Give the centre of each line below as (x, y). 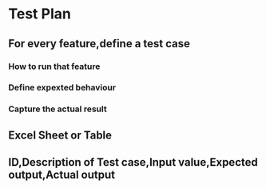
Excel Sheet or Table (60, 135)
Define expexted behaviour (62, 87)
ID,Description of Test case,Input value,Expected (133, 162)
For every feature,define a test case (99, 44)
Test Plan (40, 14)
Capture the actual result (58, 109)
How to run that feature (54, 66)
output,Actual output (62, 175)
